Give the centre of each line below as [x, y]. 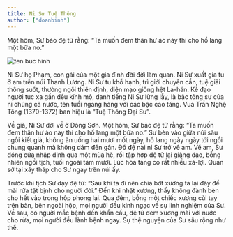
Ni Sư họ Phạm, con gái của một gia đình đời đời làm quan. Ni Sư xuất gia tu [116, 75]
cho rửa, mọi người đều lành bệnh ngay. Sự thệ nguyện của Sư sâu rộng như [116, 220]
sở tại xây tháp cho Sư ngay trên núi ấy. [64, 169]
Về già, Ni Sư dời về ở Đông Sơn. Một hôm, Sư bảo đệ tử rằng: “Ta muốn [111, 125]
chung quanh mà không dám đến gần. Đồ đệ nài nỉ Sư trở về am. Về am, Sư [115, 147]
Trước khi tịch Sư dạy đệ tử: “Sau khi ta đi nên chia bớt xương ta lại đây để [113, 183]
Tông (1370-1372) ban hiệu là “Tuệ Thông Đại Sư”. [79, 112]
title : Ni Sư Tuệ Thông [42, 14]
